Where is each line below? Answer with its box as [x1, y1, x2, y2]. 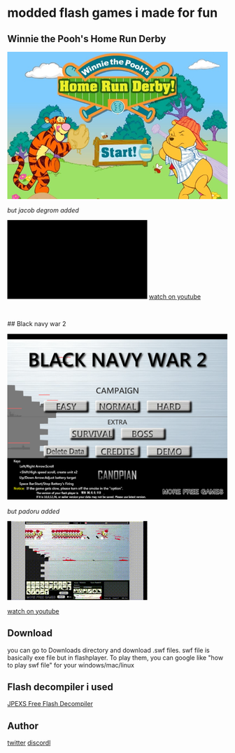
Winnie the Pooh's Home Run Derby [7, 33, 166, 45]
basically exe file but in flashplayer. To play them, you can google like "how [7, 653, 224, 662]
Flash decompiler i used [7, 681, 114, 693]
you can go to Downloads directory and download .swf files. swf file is [7, 646, 210, 654]
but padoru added [7, 507, 60, 515]
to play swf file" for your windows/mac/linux [7, 660, 135, 669]
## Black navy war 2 [7, 320, 66, 327]
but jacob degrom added [7, 206, 79, 215]
